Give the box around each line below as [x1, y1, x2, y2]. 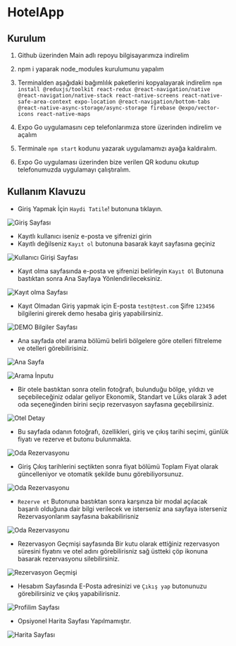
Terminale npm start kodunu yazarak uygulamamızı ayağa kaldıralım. [17, 144, 217, 152]
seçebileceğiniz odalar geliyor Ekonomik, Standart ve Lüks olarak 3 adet [17, 393, 227, 401]
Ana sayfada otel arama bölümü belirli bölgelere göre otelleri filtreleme [17, 336, 222, 345]
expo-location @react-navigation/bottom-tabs [74, 98, 211, 105]
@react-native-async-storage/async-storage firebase [17, 104, 176, 112]
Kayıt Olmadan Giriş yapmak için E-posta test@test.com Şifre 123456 [17, 301, 215, 310]
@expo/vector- [178, 104, 220, 112]
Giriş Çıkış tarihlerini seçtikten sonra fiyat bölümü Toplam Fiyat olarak [17, 462, 218, 470]
